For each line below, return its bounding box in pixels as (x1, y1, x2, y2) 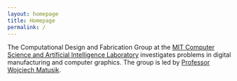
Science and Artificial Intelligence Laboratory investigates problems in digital (7, 50, 231, 59)
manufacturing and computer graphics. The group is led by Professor (7, 58, 211, 67)
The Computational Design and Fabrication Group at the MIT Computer (7, 43, 215, 52)
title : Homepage (7, 17, 55, 24)
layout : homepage (7, 10, 59, 18)
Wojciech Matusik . (7, 65, 62, 75)
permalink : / (7, 23, 46, 31)
